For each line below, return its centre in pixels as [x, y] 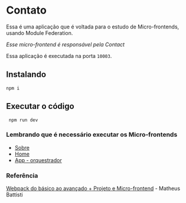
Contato [27, 10]
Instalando [26, 75]
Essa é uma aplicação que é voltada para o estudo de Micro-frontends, [93, 27]
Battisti [14, 195]
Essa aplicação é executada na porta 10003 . [59, 56]
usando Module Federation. [40, 33]
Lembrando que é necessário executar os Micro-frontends [92, 135]
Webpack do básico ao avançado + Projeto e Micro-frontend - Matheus [93, 188]
